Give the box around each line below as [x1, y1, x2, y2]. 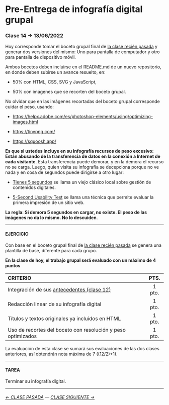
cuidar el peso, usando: [5, 104, 54, 110]
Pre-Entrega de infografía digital [5, 4, 143, 15]
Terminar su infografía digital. [5, 378, 66, 384]
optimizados [8, 333, 37, 340]
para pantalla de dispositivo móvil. [5, 54, 76, 60]
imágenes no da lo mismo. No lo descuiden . [5, 215, 98, 221]
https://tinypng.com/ [12, 129, 55, 135]
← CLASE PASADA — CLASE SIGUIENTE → [5, 394, 95, 400]
